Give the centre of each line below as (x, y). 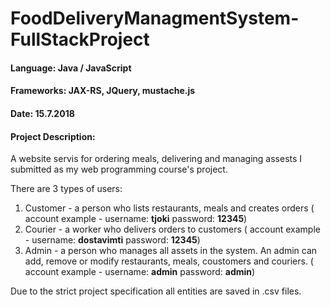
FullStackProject (80, 39)
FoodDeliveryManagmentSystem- (155, 18)
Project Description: (53, 136)
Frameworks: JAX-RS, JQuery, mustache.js (103, 91)
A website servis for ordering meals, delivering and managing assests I (156, 159)
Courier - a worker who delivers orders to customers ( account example (172, 229)
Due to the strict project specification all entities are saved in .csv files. (156, 291)
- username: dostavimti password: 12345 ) (112, 240)
